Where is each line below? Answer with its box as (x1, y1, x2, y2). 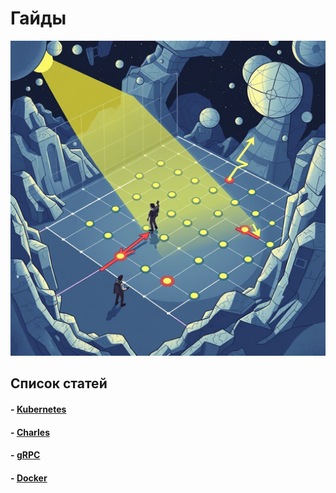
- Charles (10, 426, 50, 438)
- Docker (10, 472, 48, 484)
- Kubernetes (10, 403, 67, 415)
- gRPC (10, 449, 41, 461)
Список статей (10, 375, 108, 392)
